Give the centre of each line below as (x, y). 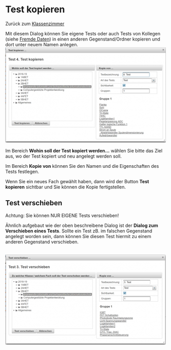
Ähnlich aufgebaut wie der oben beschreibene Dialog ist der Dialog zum (82, 225)
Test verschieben (34, 203)
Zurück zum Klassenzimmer (35, 24)
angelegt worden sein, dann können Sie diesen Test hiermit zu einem (78, 236)
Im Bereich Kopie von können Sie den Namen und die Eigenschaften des (82, 166)
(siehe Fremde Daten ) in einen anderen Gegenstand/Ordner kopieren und (83, 39)
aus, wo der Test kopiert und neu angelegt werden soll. (64, 156)
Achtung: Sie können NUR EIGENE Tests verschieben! (62, 215)
